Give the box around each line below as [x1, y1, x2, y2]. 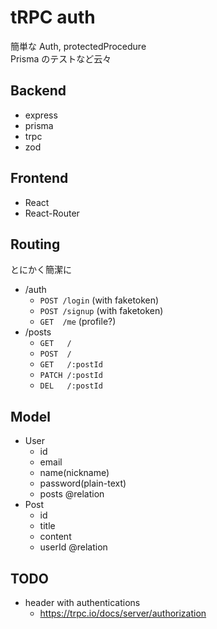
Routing [10, 236, 61, 253]
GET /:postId [39, 360, 103, 370]
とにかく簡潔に [10, 264, 72, 276]
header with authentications [24, 597, 141, 608]
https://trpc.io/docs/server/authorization [39, 607, 207, 619]
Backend [10, 82, 67, 100]
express [24, 109, 58, 121]
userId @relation [39, 541, 108, 553]
